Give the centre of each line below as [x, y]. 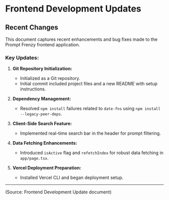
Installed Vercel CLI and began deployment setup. [72, 178]
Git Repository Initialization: [42, 69]
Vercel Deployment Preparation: [47, 168]
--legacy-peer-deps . [41, 114]
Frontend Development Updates [73, 9]
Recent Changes [32, 27]
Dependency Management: [42, 99]
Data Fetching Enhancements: [45, 143]
